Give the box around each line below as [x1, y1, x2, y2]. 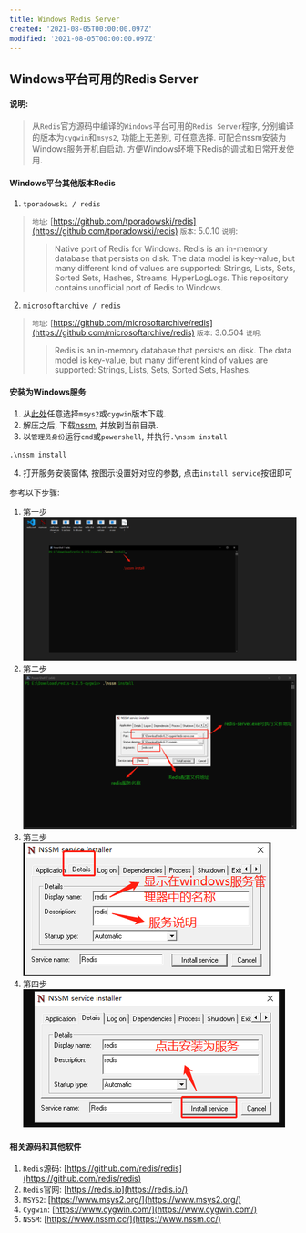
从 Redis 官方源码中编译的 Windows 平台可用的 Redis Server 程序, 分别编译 [31, 120, 294, 132]
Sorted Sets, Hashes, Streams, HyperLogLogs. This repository [54, 272, 289, 283]
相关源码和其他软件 [9, 1141, 82, 1152]
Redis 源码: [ [22, 1163, 67, 1174]
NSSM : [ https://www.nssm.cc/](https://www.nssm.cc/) [22, 1214, 221, 1225]
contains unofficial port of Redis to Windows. [54, 282, 224, 293]
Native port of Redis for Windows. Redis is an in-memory [54, 243, 269, 255]
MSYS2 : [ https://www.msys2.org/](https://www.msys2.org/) [22, 1195, 241, 1206]
